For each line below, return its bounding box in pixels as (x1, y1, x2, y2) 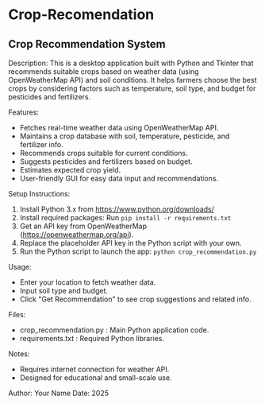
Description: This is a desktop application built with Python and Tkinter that (8, 58, 254, 68)
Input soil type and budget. (19, 286, 109, 295)
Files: (8, 310, 26, 319)
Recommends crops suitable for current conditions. (19, 149, 188, 157)
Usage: (8, 262, 32, 271)
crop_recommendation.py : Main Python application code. (19, 325, 209, 335)
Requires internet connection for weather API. (19, 364, 170, 374)
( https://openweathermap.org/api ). (19, 230, 134, 239)
